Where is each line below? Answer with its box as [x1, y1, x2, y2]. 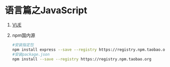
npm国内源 [12, 32, 35, 38]
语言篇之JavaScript [5, 5, 88, 16]
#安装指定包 [12, 42, 34, 47]
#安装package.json [12, 52, 50, 57]
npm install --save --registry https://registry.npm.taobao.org [12, 56, 152, 61]
